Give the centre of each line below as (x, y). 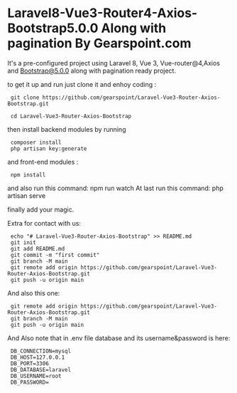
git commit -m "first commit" (55, 255)
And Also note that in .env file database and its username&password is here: (119, 338)
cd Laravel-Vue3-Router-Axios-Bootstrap (71, 116)
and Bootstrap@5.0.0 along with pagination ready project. (92, 70)
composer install (36, 142)
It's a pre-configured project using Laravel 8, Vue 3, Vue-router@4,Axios (114, 63)
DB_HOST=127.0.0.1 (38, 357)
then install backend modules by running (67, 129)
